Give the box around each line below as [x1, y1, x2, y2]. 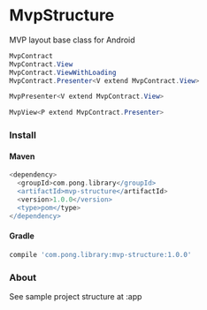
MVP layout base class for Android [9, 34, 135, 45]
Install [9, 129, 37, 141]
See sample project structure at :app [9, 291, 142, 301]
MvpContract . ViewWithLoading [9, 68, 117, 77]
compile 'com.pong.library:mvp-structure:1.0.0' [9, 250, 192, 259]
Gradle [9, 231, 35, 241]
